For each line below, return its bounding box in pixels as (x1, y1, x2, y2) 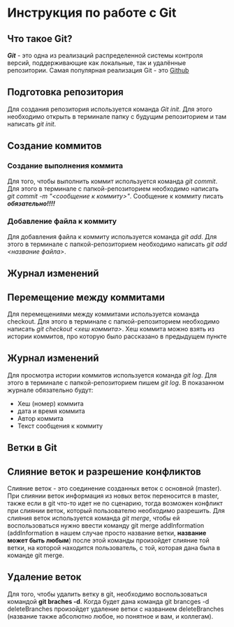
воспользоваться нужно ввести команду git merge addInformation (7, 521, 205, 530)
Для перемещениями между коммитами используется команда (7, 310, 200, 318)
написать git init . (7, 120, 57, 128)
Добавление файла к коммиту (7, 217, 117, 226)
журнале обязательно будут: (7, 386, 94, 394)
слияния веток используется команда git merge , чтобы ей (7, 514, 180, 522)
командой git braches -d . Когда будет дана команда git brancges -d (7, 597, 210, 605)
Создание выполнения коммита (7, 161, 124, 171)
